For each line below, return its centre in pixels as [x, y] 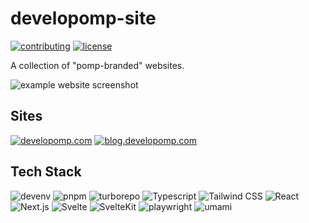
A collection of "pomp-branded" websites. [97, 65]
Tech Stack [46, 172]
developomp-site [83, 18]
